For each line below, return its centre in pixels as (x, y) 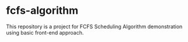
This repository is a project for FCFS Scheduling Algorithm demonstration (94, 26)
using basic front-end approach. (45, 32)
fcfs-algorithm (42, 11)
